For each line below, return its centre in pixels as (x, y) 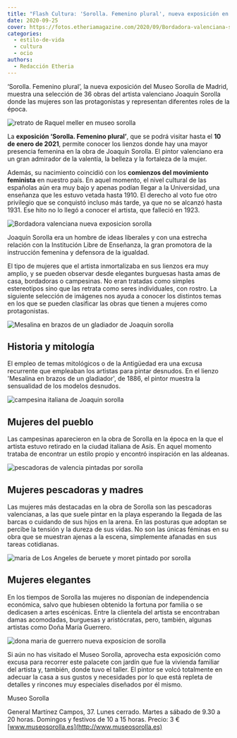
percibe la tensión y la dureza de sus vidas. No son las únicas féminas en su (118, 529)
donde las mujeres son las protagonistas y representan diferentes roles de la (119, 101)
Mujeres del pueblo (50, 422)
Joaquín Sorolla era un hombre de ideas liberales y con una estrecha (107, 237)
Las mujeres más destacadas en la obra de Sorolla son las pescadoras (110, 507)
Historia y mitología (51, 347)
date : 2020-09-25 (33, 20)
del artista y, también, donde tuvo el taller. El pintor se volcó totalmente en (115, 669)
